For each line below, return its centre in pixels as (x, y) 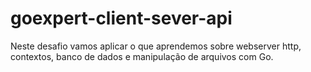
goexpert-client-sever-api (121, 18)
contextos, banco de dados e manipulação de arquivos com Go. (142, 56)
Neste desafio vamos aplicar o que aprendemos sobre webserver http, (156, 46)
